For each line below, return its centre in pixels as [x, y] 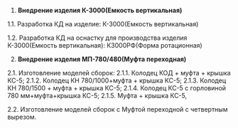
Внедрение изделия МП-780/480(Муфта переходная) [102, 59]
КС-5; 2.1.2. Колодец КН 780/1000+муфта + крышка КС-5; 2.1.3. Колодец [117, 80]
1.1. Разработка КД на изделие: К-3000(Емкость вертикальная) [103, 24]
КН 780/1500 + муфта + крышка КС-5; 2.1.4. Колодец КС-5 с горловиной [117, 88]
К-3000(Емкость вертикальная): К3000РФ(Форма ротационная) [105, 45]
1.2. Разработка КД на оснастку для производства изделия [97, 38]
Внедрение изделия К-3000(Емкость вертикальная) [100, 10]
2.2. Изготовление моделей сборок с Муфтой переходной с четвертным [118, 109]
